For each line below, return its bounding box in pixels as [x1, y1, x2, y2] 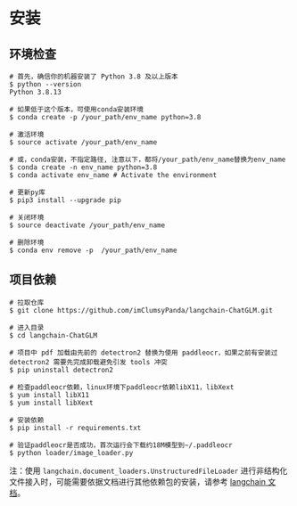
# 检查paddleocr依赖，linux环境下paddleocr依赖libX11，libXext [9, 382, 235, 392]
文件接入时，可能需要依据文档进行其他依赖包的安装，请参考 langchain [9, 476, 266, 486]
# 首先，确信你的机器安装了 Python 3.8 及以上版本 [9, 72, 178, 81]
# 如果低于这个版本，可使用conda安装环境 [9, 105, 144, 114]
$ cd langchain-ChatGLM [9, 331, 98, 339]
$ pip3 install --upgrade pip [9, 196, 122, 205]
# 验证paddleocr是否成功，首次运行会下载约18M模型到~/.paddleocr [9, 440, 234, 450]
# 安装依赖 [9, 415, 45, 424]
